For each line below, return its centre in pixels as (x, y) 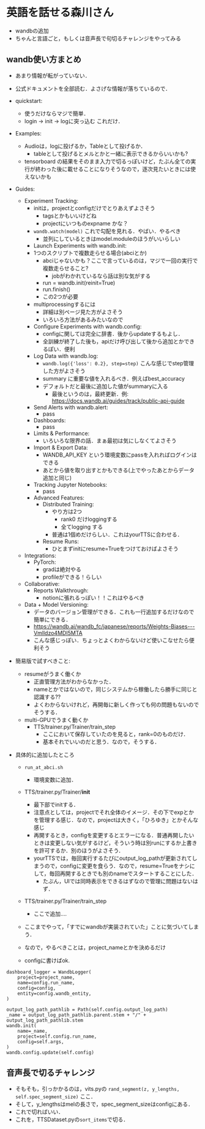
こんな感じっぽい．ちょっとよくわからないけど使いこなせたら (111, 640)
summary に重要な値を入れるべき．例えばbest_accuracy (114, 378)
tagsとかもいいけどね (69, 216)
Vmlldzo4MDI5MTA (58, 633)
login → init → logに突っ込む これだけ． (74, 121)
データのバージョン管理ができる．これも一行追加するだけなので (114, 612)
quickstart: (29, 101)
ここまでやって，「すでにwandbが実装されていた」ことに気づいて (106, 927)
